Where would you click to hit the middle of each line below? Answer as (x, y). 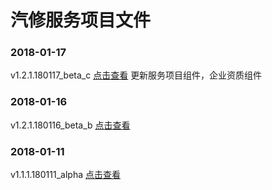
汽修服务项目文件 (81, 20)
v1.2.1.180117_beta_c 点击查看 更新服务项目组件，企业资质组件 (136, 75)
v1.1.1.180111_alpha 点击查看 (65, 175)
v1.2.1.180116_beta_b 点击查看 (70, 125)
